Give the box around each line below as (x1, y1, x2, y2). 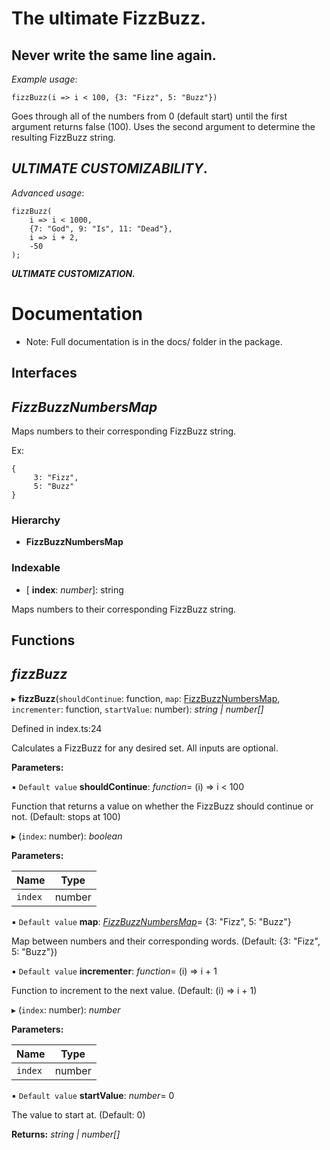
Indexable (11, 561, 61, 575)
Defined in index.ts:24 (11, 722, 103, 734)
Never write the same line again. (11, 47, 217, 64)
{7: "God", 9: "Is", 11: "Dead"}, (29, 223, 173, 234)
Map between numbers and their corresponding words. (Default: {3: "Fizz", (11, 935, 321, 947)
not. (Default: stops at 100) (11, 810, 121, 822)
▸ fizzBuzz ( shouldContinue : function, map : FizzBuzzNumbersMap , (11, 692, 281, 704)
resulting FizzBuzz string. (11, 132, 116, 143)
